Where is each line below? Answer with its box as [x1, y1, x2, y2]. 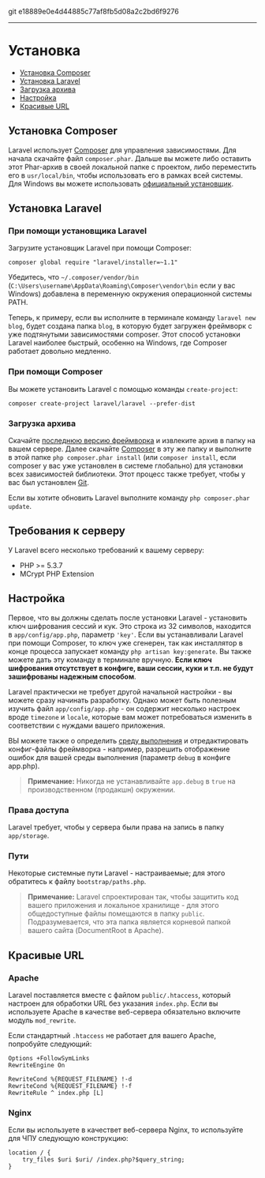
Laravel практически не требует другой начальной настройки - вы [8, 687, 233, 696]
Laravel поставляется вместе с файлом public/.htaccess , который [8, 990, 231, 999]
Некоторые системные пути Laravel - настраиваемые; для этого [8, 868, 226, 878]
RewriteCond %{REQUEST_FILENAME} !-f [8, 1082, 132, 1090]
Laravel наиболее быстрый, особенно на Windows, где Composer [8, 338, 227, 348]
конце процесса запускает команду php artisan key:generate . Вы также [8, 646, 252, 656]
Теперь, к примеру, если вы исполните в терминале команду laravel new [8, 313, 256, 322]
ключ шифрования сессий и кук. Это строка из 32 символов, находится [8, 621, 252, 630]
